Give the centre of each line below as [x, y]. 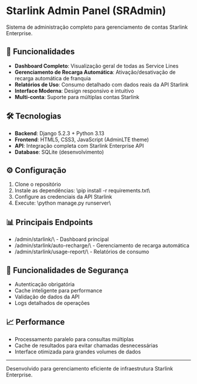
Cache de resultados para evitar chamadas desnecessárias [86, 345]
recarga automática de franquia [52, 78]
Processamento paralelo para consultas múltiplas [74, 339]
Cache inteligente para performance [58, 290]
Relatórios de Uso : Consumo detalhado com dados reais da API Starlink [101, 84]
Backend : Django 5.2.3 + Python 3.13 [59, 133]
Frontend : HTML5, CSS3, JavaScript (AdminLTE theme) [82, 140]
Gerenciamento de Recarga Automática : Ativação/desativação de [95, 72]
